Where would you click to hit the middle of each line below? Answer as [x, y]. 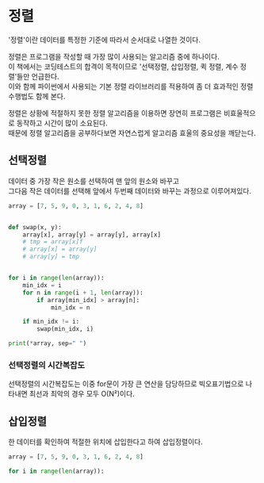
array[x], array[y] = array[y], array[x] [92, 235]
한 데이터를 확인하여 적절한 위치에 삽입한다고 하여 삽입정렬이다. [106, 442]
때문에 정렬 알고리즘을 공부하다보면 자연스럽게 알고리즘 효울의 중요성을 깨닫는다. [132, 132]
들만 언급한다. [38, 76]
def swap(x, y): [35, 227]
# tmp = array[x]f [53, 242]
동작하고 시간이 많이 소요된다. [62, 123]
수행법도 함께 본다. [37, 96]
